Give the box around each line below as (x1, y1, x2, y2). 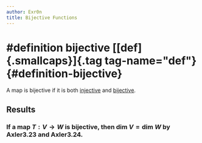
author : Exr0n (6, 9, 43, 15)
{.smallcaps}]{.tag (6, 54, 102, 68)
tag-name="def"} (104, 54, 197, 68)
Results (6, 104, 36, 114)
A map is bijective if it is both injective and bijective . (6, 86, 136, 94)
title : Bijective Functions (6, 15, 78, 21)
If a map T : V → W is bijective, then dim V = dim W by (6, 122, 170, 131)
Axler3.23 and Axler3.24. (6, 130, 83, 139)
